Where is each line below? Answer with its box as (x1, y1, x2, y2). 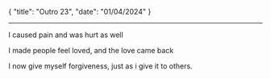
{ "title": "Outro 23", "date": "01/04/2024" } (8, 7, 152, 16)
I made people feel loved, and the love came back (8, 46, 174, 55)
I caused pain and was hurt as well (8, 30, 123, 39)
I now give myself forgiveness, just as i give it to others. (8, 61, 193, 71)
